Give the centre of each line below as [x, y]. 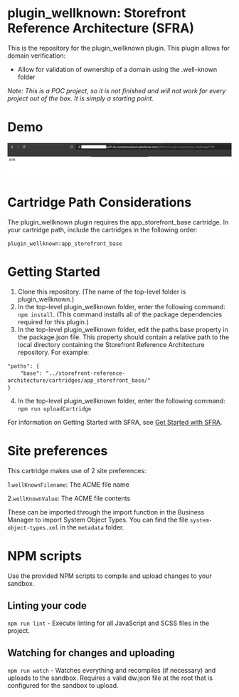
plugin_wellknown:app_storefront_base [65, 244]
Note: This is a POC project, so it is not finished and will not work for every [117, 91]
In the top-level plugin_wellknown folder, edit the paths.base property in [123, 330]
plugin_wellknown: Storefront [97, 13]
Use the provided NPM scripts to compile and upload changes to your [110, 576]
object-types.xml [33, 528]
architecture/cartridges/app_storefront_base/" [79, 381]
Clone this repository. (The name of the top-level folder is [102, 292]
